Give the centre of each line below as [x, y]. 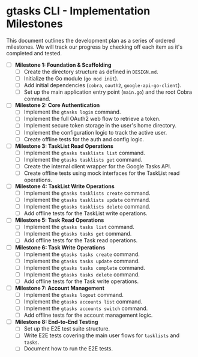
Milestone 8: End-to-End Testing [56, 322]
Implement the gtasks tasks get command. [78, 234]
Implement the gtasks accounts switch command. [86, 308]
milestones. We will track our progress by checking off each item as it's [94, 47]
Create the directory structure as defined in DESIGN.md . [91, 72]
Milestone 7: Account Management [60, 288]
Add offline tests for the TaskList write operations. [86, 213]
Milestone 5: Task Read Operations [59, 220]
